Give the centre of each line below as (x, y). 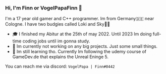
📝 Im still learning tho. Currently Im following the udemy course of (79, 52)
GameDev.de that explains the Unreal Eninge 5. (60, 57)
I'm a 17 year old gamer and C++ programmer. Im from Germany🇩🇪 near (80, 19)
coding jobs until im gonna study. (56, 41)
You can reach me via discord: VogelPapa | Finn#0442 (60, 67)
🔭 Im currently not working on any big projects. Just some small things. (85, 46)
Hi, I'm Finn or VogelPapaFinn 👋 (44, 8)
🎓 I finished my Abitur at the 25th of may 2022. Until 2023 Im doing (82, 34)
